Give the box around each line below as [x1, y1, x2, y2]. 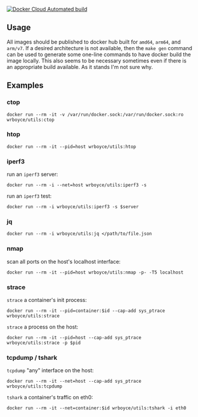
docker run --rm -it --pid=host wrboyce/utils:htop [6, 143, 136, 150]
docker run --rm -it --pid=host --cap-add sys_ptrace [6, 334, 142, 340]
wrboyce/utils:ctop [6, 117, 55, 123]
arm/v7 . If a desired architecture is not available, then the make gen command [6, 44, 192, 51]
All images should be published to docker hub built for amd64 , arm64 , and [6, 38, 181, 45]
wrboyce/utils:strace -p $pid [6, 340, 81, 346]
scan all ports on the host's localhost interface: [6, 258, 121, 265]
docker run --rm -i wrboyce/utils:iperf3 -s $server [6, 204, 139, 210]
